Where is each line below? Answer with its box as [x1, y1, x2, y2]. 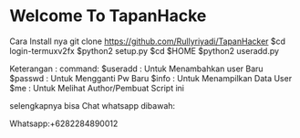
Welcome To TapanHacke [9, 5, 207, 27]
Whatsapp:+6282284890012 [9, 118, 119, 129]
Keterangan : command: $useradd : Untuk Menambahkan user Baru [9, 63, 264, 74]
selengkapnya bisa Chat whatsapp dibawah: [9, 100, 176, 111]
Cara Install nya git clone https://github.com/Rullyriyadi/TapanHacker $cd [9, 36, 285, 47]
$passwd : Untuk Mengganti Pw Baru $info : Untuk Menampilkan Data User [9, 72, 293, 83]
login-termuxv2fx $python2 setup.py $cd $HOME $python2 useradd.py [9, 45, 280, 56]
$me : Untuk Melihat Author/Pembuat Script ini [9, 82, 185, 93]
